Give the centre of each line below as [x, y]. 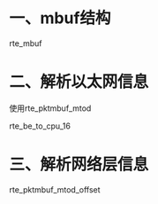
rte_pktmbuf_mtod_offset [55, 189]
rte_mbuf [26, 43]
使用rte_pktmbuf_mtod [50, 108]
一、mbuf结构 [60, 18]
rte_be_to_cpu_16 [40, 126]
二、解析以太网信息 [79, 82]
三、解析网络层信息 [79, 165]
